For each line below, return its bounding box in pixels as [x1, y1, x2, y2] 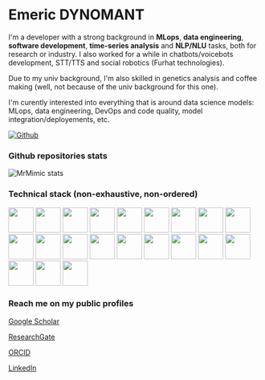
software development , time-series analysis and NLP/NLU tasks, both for [8, 40, 257, 50]
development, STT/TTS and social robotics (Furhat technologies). [8, 58, 225, 67]
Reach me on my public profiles [8, 298, 134, 309]
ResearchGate [8, 332, 55, 341]
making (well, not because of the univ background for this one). [8, 82, 218, 92]
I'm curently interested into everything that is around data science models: [8, 97, 255, 107]
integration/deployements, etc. [8, 114, 110, 124]
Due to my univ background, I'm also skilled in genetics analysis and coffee [8, 73, 258, 83]
